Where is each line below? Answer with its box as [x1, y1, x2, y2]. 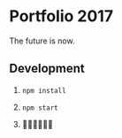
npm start [21, 103, 59, 112]
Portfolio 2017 [9, 6, 113, 27]
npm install [21, 86, 66, 95]
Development [9, 61, 86, 76]
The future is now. [9, 35, 75, 46]
